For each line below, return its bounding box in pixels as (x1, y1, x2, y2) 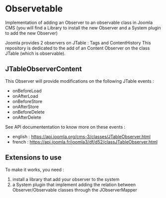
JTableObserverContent (5, 65, 82, 73)
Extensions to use (5, 153, 62, 162)
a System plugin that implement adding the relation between (12, 182, 136, 188)
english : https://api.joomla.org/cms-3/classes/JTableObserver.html (12, 133, 151, 140)
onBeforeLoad (12, 88, 42, 94)
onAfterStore (12, 103, 39, 110)
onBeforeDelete (12, 109, 45, 115)
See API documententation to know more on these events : (5, 124, 126, 130)
